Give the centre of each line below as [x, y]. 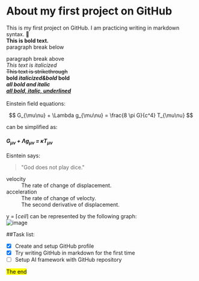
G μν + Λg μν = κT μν [29, 141]
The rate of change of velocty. [59, 198]
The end [17, 272]
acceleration [22, 192]
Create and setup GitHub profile [54, 246]
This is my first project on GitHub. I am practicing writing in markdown [93, 28]
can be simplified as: [32, 127]
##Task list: [20, 234]
